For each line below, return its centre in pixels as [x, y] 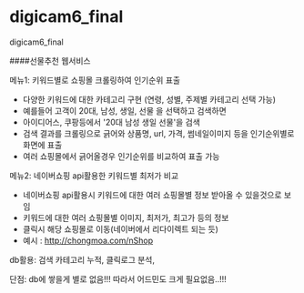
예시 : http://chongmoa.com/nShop [88, 240]
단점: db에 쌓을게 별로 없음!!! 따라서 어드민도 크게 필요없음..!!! [118, 278]
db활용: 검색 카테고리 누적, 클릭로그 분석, [82, 259]
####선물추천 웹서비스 [50, 60]
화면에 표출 [42, 145]
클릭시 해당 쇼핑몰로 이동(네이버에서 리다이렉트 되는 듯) [120, 228]
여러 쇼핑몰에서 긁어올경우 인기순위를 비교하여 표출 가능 [121, 156]
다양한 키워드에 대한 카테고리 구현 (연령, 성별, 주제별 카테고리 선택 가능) [149, 99]
